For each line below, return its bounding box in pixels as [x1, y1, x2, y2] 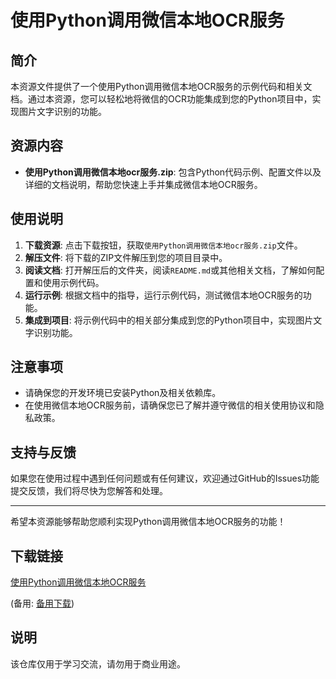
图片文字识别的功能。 [18, 106, 107, 117]
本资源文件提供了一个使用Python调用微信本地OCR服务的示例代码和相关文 [10, 81, 313, 92]
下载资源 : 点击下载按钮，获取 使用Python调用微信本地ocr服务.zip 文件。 [24, 239, 303, 251]
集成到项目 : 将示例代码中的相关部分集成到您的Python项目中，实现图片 [24, 314, 314, 326]
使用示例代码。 [42, 276, 105, 288]
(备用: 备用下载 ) [10, 597, 75, 610]
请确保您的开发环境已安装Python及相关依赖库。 [24, 387, 222, 399]
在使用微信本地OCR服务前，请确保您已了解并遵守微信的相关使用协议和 [24, 399, 316, 411]
